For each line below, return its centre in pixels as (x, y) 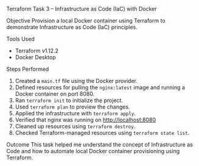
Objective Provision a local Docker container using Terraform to (86, 20)
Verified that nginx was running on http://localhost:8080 (86, 120)
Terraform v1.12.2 (37, 51)
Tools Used (20, 39)
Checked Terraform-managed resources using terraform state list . (102, 133)
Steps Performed (28, 69)
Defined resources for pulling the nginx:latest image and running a (100, 87)
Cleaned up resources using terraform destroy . (75, 126)
